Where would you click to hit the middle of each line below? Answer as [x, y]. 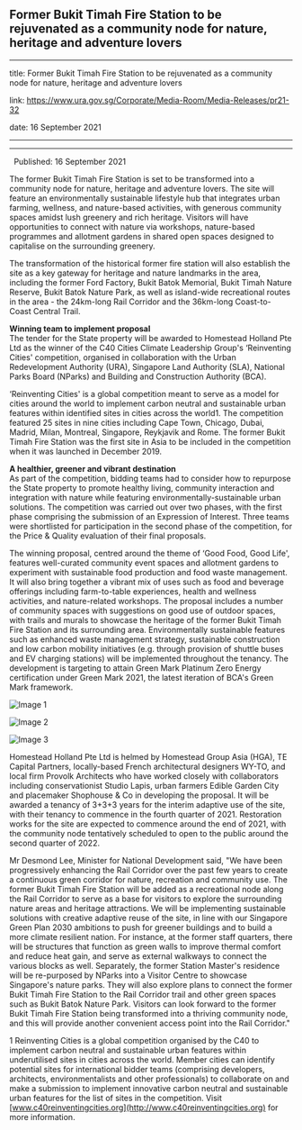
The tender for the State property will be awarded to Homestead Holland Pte [151, 338]
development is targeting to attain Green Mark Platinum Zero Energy [136, 668]
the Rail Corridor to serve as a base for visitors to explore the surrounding [146, 899]
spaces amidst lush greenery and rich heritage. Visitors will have [129, 217]
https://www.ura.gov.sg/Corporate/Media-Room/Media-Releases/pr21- [158, 100]
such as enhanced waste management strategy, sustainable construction [145, 639]
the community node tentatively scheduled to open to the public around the [149, 833]
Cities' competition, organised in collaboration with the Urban [123, 357]
